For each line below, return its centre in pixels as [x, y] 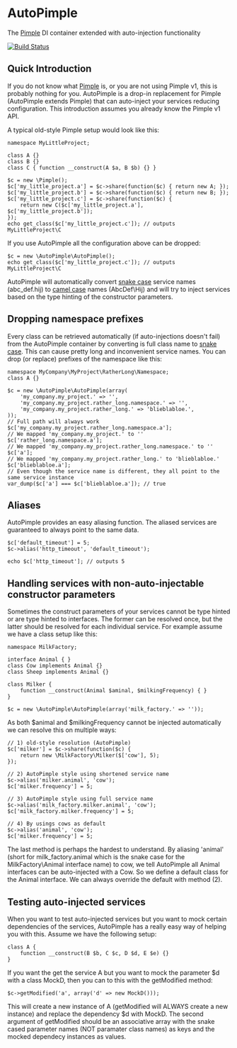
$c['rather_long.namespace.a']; [55, 440]
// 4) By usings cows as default [57, 824]
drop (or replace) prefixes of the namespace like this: [85, 359]
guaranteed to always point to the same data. [73, 530]
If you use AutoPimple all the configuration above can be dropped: [104, 243]
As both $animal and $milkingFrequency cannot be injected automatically [114, 723]
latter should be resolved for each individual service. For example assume [115, 627]
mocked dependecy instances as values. [67, 1037]
